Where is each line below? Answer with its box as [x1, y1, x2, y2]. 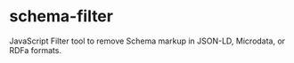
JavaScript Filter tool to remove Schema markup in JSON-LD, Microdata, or [9, 35, 286, 46]
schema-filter [9, 6, 114, 27]
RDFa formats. [9, 44, 62, 55]
